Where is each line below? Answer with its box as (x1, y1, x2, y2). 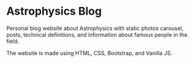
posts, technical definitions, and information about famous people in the (6, 31, 188, 38)
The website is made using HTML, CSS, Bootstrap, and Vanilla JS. (6, 49, 173, 56)
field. (6, 37, 20, 45)
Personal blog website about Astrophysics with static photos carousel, (6, 24, 184, 32)
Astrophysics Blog (6, 4, 102, 18)
